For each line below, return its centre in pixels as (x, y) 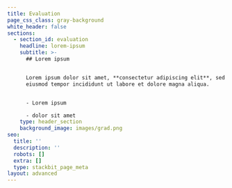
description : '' (37, 148)
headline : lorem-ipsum (52, 46)
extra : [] (27, 161)
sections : (22, 33)
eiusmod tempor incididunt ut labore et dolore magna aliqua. (117, 84)
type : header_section (51, 122)
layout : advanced (32, 174)
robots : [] (29, 154)
